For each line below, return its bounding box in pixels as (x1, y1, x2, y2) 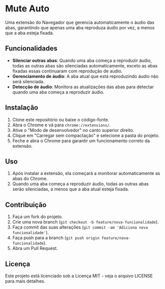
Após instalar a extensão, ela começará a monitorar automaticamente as (12, 171, 160, 176)
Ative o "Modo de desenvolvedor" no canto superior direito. (12, 127, 135, 133)
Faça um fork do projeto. (12, 214, 63, 220)
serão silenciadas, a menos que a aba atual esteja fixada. (12, 186, 129, 192)
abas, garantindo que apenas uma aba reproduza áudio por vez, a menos (5, 24, 155, 30)
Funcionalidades (5, 44, 58, 53)
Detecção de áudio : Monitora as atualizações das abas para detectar (12, 84, 154, 90)
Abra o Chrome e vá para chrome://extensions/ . (12, 122, 111, 128)
